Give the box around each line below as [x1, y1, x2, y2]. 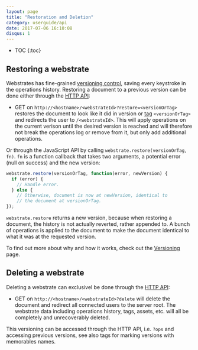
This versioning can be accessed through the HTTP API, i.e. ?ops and [6, 325, 174, 332]
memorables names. [6, 338, 56, 345]
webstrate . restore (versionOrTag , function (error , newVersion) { [6, 170, 168, 176]
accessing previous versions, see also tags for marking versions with [6, 332, 174, 339]
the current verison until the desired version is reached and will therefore [14, 122, 193, 129]
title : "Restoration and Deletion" [6, 14, 94, 20]
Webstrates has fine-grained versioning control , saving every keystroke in [6, 79, 186, 86]
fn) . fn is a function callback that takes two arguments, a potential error [6, 153, 181, 160]
